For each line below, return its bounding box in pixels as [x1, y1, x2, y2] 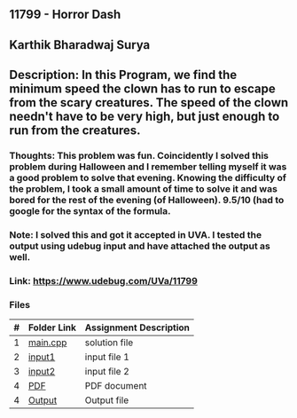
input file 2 [84, 366, 130, 378]
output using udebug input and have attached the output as [9, 240, 270, 252]
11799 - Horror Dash [9, 7, 121, 22]
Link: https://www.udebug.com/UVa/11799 [9, 274, 198, 287]
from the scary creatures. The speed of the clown [9, 95, 289, 110]
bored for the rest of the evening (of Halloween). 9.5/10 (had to [9, 194, 285, 207]
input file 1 [84, 351, 130, 363]
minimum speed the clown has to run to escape [9, 82, 277, 97]
